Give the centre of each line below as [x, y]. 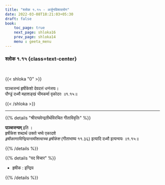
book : [11, 23]
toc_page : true [29, 28]
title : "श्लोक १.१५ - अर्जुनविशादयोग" [37, 10]
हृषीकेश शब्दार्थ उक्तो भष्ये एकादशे [30, 133]
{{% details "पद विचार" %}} [31, 158]
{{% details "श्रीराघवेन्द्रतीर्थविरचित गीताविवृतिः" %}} [48, 118]
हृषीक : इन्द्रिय [23, 168]
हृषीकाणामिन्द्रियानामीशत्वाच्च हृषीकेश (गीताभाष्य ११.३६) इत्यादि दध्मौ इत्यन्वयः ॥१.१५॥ [72, 139]
